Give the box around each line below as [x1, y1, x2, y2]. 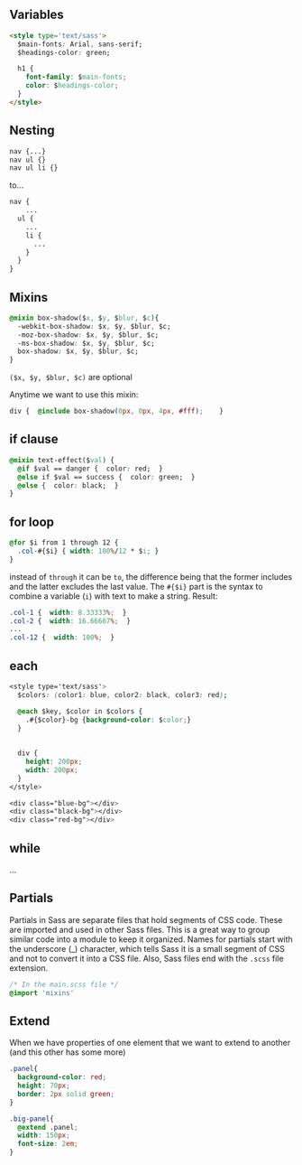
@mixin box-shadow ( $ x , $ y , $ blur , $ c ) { [9, 313, 160, 322]
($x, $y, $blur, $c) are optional [9, 372, 133, 383]
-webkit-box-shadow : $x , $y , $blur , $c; [17, 322, 171, 331]
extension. [9, 962, 49, 974]
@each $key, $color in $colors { [17, 706, 143, 716]
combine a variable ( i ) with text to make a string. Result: [9, 591, 218, 601]
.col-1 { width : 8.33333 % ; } [9, 608, 127, 617]
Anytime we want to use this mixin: [9, 389, 139, 400]
